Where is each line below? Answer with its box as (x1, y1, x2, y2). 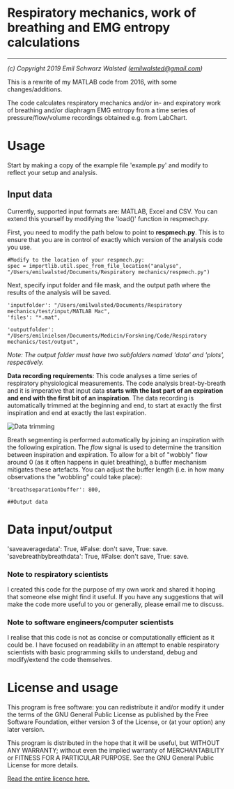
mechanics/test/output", (7, 338, 79, 345)
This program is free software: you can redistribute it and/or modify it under (7, 703, 224, 712)
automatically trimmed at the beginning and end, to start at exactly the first (7, 401, 221, 409)
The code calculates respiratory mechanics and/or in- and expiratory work (7, 98, 221, 107)
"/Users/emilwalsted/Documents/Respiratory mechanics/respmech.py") (7, 269, 210, 276)
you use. (7, 243, 33, 251)
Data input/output (7, 521, 113, 537)
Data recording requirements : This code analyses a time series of (7, 371, 198, 380)
